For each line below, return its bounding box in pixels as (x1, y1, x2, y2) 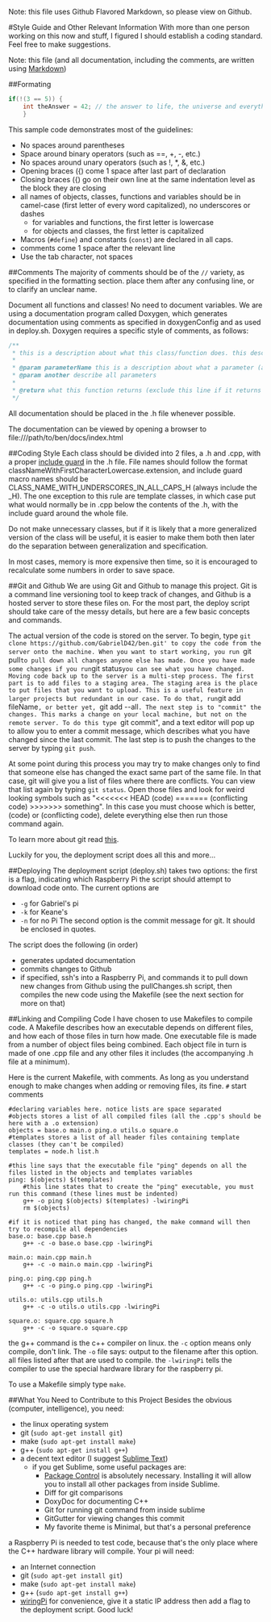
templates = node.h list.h (8, 1147, 99, 1156)
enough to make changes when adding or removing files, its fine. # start (8, 1081, 248, 1090)
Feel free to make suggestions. (8, 40, 111, 49)
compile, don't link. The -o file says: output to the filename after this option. (8, 1346, 259, 1356)
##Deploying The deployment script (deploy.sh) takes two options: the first (8, 865, 258, 875)
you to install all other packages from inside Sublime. (44, 1479, 220, 1489)
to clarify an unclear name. (8, 284, 98, 294)
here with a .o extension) (8, 1119, 99, 1128)
